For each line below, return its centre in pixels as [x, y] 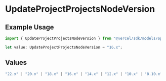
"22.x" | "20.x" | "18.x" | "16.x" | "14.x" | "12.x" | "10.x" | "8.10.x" [84, 74]
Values [16, 63]
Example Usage [30, 27]
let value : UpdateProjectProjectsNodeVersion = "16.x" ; [64, 47]
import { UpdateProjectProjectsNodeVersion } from [58, 38]
